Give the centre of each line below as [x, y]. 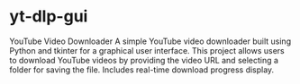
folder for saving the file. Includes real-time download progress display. [142, 70]
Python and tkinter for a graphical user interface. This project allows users [147, 50]
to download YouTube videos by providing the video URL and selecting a [144, 60]
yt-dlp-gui [49, 17]
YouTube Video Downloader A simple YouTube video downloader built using [150, 41]
